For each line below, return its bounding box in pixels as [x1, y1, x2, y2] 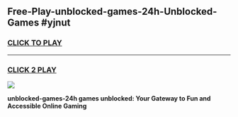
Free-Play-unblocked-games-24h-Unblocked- [7, 6, 217, 18]
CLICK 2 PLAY [7, 65, 57, 74]
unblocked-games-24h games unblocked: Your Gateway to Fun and [7, 94, 211, 102]
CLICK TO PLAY [7, 38, 62, 48]
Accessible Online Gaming [7, 101, 87, 110]
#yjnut [41, 17, 71, 29]
